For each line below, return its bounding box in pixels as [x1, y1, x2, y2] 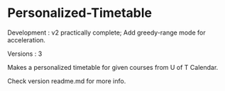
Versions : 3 [7, 49, 43, 58]
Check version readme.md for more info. [7, 76, 126, 85]
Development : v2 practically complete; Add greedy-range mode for [7, 28, 206, 37]
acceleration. [7, 35, 46, 44]
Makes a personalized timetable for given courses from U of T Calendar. [7, 63, 219, 71]
